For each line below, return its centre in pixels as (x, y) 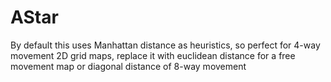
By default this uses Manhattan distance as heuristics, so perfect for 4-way (165, 45)
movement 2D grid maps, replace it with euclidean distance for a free (153, 55)
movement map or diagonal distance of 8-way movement (128, 66)
